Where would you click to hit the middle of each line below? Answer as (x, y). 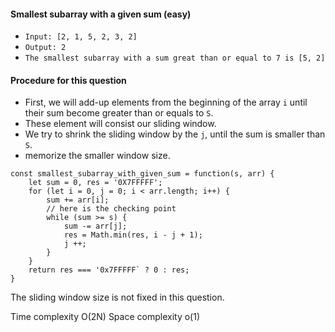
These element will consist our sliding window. (120, 124)
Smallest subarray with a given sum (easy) (101, 14)
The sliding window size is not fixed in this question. (117, 297)
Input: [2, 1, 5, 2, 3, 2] (81, 37)
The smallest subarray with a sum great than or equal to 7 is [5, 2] (175, 58)
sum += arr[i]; (78, 200)
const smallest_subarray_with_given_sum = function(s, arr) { (142, 174)
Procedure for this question (68, 80)
